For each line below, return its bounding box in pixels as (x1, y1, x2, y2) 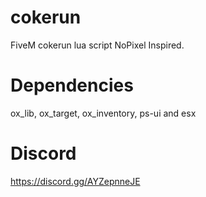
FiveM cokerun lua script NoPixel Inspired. (10, 39, 185, 51)
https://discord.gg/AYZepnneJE (10, 175, 141, 187)
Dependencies (10, 74, 134, 97)
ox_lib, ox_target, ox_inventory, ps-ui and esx (10, 107, 197, 119)
